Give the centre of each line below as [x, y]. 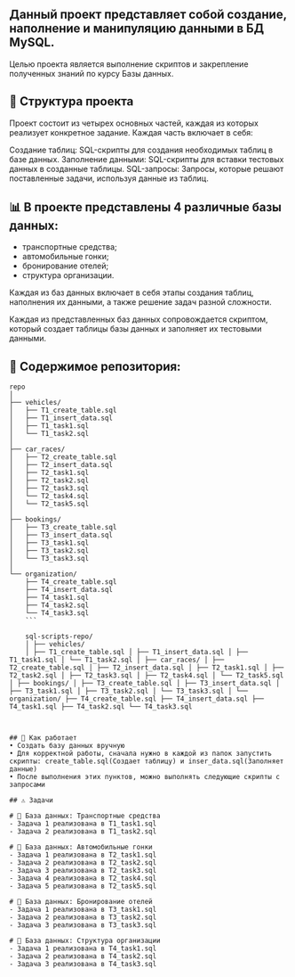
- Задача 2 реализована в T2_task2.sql [83, 863]
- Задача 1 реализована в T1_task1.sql [83, 824]
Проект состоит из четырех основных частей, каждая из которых [134, 123]
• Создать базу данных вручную [67, 746]
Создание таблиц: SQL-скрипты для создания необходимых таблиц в [141, 150]
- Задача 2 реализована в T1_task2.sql [83, 832]
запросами [28, 785]
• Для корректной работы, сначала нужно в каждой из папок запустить [141, 754]
